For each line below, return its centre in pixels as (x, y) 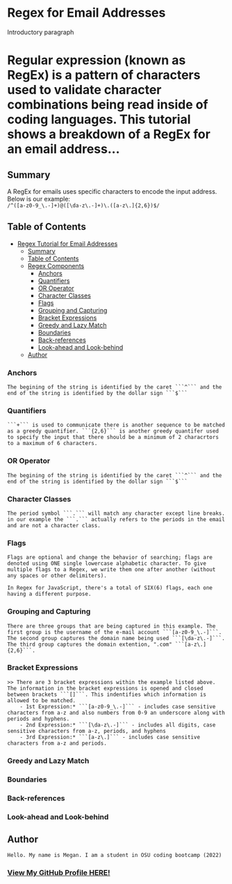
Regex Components (56, 265)
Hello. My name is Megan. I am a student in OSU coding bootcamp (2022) (115, 855)
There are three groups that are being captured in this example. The (111, 626)
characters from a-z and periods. (57, 743)
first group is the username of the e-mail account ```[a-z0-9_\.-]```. (115, 632)
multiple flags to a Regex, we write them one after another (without (111, 570)
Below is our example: (39, 199)
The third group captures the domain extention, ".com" (90, 644)
